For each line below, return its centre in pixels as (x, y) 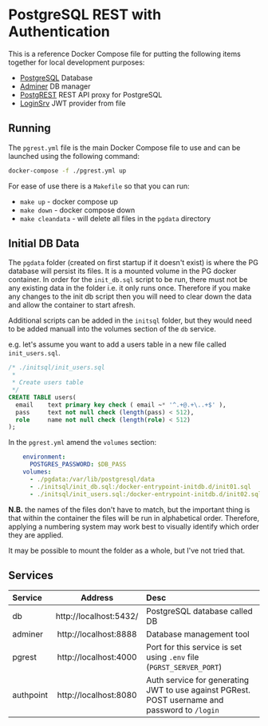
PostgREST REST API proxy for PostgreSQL (91, 94)
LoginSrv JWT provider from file (73, 103)
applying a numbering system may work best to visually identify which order (134, 526)
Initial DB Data (44, 244)
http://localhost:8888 (97, 634)
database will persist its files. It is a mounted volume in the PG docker (122, 271)
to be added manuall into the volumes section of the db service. (112, 329)
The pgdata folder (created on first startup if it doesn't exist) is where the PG (134, 263)
